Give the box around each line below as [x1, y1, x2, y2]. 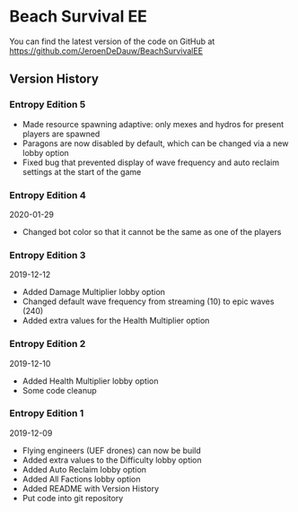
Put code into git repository [22, 492, 124, 503]
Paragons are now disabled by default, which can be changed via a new [22, 137, 289, 149]
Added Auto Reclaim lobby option [22, 464, 146, 474]
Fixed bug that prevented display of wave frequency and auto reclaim [22, 157, 280, 168]
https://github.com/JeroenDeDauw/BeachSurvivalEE [9, 45, 204, 56]
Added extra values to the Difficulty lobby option [22, 455, 202, 465]
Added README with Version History [22, 482, 160, 494]
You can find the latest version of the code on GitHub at [9, 36, 215, 47]
